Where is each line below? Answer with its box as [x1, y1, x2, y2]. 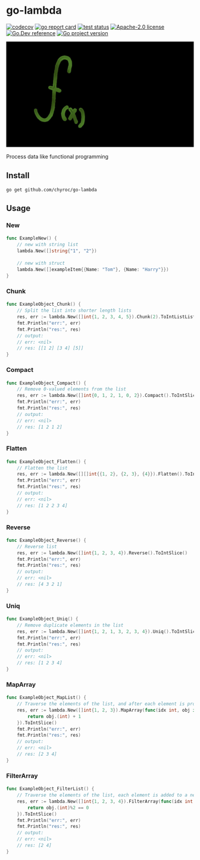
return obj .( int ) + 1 [27, 713, 82, 719]
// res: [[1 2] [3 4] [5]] [17, 345, 84, 352]
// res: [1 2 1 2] [17, 424, 62, 430]
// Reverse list [17, 544, 58, 549]
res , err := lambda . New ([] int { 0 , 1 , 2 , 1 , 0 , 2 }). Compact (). [17, 393, 172, 399]
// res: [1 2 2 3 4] [17, 502, 68, 508]
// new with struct [17, 260, 65, 266]
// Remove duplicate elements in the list [17, 622, 124, 628]
